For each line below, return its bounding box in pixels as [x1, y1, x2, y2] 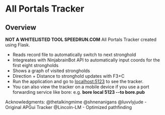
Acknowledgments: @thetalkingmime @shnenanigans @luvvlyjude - [5, 99, 147, 105]
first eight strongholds [12, 63, 59, 68]
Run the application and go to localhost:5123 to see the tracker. [12, 79, 143, 84]
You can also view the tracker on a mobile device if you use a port [12, 84, 149, 90]
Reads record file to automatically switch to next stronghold [12, 51, 136, 57]
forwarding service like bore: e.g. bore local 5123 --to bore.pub [12, 89, 145, 95]
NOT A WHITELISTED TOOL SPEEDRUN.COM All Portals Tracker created [5, 36, 157, 42]
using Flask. [5, 42, 30, 48]
